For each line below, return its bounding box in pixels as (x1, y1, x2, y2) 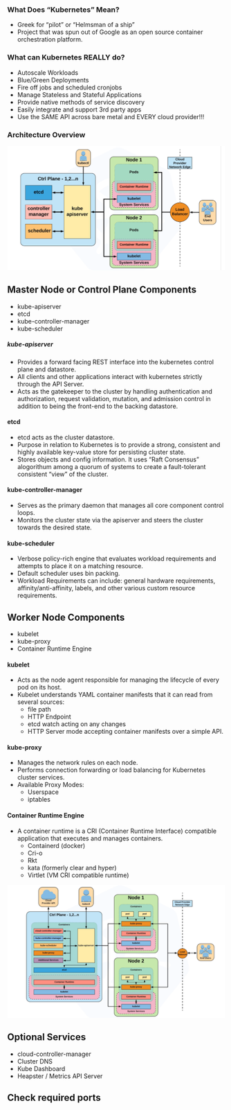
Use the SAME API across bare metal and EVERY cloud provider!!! (17, 112, 205, 121)
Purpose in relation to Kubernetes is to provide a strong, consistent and (17, 440, 221, 448)
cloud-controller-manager (17, 1050, 91, 1058)
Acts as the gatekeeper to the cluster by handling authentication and (17, 387, 213, 396)
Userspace (27, 788, 59, 796)
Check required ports (7, 1091, 102, 1103)
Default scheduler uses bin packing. (17, 570, 120, 578)
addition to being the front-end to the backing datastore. (17, 402, 178, 410)
